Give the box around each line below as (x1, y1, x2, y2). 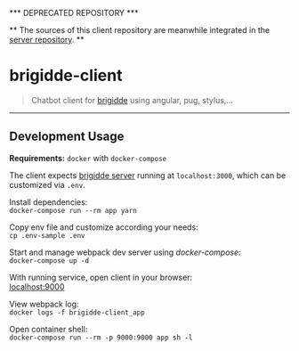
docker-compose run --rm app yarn (9, 206, 138, 215)
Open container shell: (9, 323, 88, 334)
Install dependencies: (9, 196, 88, 208)
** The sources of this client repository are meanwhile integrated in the (9, 25, 270, 35)
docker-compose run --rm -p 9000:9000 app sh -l (9, 333, 193, 342)
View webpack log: (9, 298, 79, 309)
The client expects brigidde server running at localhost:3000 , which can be (9, 169, 287, 181)
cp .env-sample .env (9, 231, 86, 240)
